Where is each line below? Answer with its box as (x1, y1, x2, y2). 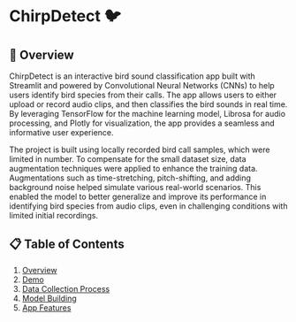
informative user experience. (9, 127, 114, 137)
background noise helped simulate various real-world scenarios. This (9, 182, 262, 192)
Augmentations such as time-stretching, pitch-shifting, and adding (9, 172, 252, 183)
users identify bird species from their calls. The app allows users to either (9, 89, 277, 100)
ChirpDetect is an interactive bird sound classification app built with (9, 71, 256, 81)
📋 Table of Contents (9, 237, 125, 252)
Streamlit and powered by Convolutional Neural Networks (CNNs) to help (9, 80, 276, 90)
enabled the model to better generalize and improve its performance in (9, 191, 267, 202)
